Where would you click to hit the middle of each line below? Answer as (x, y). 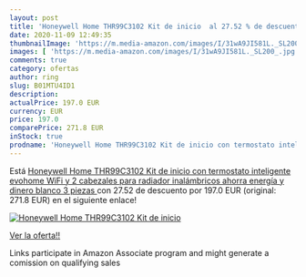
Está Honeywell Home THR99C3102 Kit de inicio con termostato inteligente (150, 170)
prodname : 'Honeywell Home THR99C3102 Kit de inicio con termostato (142, 145)
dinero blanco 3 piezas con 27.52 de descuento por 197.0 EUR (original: (143, 190)
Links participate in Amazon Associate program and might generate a (139, 252)
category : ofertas (44, 69)
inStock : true (36, 137)
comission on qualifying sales (65, 262)
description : (34, 94)
